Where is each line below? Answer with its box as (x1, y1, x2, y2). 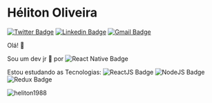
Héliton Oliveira (7, 5, 98, 21)
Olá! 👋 (7, 41, 25, 49)
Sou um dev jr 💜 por (7, 54, 64, 63)
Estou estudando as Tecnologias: (7, 68, 102, 76)
